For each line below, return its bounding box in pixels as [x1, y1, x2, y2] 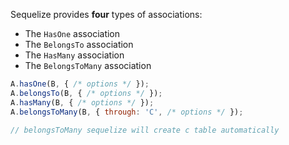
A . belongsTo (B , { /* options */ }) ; [10, 88, 163, 98]
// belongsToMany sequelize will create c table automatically [10, 125, 280, 135]
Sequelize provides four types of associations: [10, 9, 203, 20]
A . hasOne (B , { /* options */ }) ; [10, 79, 150, 89]
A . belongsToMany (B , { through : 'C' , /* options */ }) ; [10, 107, 244, 117]
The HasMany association [24, 49, 125, 61]
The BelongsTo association [24, 39, 134, 50]
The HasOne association [24, 28, 121, 39]
